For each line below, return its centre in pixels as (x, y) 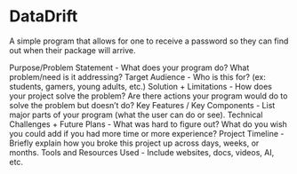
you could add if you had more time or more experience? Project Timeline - (147, 133)
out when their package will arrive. (72, 50)
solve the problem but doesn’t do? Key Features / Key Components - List (142, 105)
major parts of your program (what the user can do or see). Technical (136, 115)
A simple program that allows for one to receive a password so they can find (149, 41)
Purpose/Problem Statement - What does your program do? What (129, 67)
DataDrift (44, 16)
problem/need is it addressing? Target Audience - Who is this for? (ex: (138, 76)
